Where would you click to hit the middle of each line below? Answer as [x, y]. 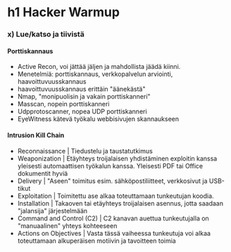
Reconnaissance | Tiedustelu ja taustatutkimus [85, 151]
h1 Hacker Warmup [63, 12]
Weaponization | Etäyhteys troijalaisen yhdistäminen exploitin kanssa [117, 158]
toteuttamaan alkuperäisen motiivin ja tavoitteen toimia [96, 241]
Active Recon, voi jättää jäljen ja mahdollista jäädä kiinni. [99, 67]
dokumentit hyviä [43, 173]
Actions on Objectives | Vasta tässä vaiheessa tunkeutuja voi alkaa [114, 233]
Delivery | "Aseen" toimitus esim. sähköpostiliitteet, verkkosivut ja [112, 181]
